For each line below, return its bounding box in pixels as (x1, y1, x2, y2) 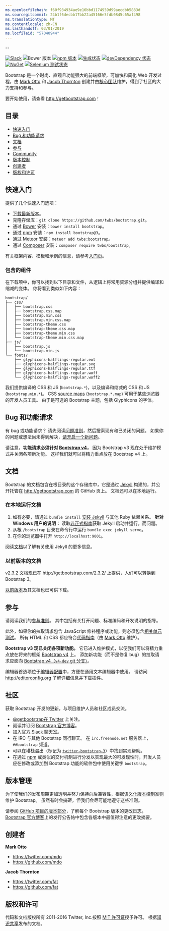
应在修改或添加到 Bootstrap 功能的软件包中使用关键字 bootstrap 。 (12, 760, 150, 766)
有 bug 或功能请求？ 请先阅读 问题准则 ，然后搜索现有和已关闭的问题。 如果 (5, 427, 159, 433)
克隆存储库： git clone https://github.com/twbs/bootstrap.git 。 (12, 216, 150, 223)
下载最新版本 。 (12, 210, 44, 216)
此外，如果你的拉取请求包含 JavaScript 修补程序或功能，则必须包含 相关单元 (5, 628, 162, 634)
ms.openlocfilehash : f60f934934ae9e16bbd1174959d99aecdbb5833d (5, 7, 141, 13)
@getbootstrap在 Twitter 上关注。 (12, 716, 83, 722)
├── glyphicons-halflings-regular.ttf (14, 366, 96, 371)
